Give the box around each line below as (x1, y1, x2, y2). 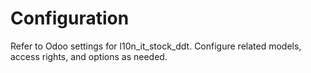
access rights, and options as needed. (10, 50, 168, 62)
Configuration (10, 7, 130, 30)
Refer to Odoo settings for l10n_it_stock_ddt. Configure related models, (10, 40, 302, 52)
